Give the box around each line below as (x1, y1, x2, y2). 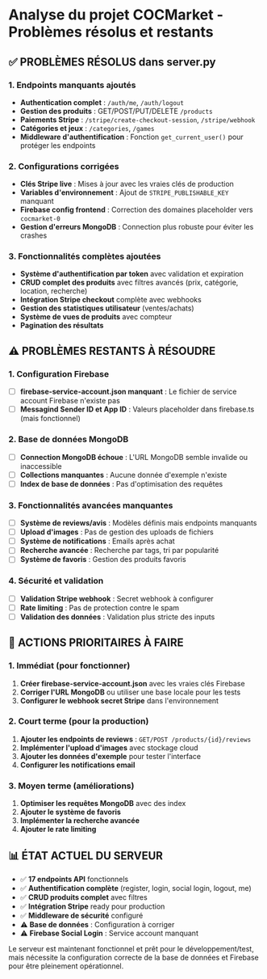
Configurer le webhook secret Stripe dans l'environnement (19, 695, 219, 705)
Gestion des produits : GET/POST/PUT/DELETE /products (19, 106, 213, 116)
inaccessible (19, 461, 62, 471)
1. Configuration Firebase (8, 368, 110, 379)
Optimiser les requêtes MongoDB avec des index (19, 799, 186, 808)
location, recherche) (19, 286, 88, 296)
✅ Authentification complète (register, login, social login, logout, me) (19, 883, 252, 892)
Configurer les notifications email (19, 760, 136, 770)
